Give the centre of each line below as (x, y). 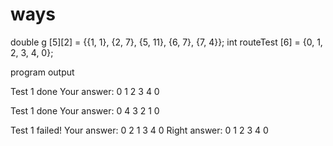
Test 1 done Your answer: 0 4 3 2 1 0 (85, 110)
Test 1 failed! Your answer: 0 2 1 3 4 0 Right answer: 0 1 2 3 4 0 (139, 130)
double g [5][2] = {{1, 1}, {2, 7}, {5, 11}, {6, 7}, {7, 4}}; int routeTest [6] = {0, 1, (166, 42)
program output (42, 72)
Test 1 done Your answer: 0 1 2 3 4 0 (85, 91)
